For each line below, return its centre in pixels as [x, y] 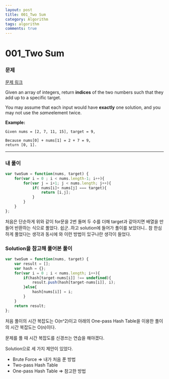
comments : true [21, 29]
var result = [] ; [32, 264]
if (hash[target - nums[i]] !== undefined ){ [67, 278]
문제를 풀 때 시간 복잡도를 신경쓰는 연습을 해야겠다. [55, 338]
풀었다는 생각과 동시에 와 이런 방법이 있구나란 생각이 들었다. [73, 234]
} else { [30, 287]
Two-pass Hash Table [35, 365]
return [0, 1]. [21, 145]
